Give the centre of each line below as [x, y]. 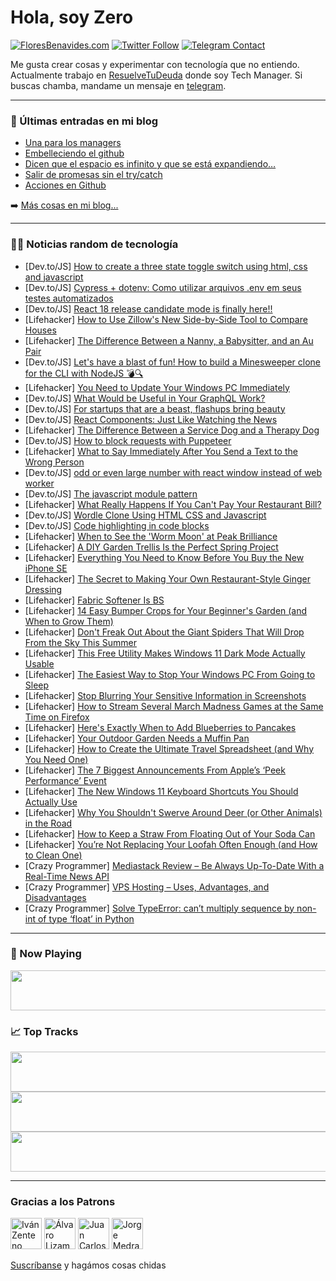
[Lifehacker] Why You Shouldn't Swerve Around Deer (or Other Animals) [173, 812]
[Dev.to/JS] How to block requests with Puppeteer [128, 440]
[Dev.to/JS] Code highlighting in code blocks [117, 525]
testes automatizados [69, 298]
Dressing [43, 589]
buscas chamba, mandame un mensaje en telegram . [118, 85]
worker [39, 483]
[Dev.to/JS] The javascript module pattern [111, 493]
